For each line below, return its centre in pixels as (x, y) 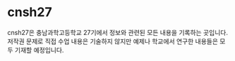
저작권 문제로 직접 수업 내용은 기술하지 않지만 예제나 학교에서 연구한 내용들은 (113, 41)
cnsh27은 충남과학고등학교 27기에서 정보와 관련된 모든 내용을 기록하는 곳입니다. (117, 32)
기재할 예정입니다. (39, 50)
